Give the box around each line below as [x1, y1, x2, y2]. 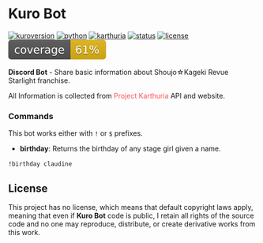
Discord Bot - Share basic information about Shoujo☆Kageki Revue [8, 67, 229, 77]
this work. [8, 228, 41, 237]
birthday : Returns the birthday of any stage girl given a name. [19, 144, 221, 154]
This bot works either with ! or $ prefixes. [8, 129, 144, 138]
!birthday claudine [8, 160, 73, 168]
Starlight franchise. [8, 76, 70, 85]
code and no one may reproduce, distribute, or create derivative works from [8, 219, 256, 229]
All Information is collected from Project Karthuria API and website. [8, 91, 225, 100]
